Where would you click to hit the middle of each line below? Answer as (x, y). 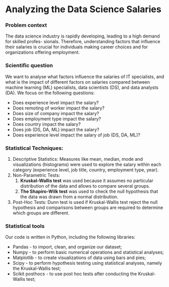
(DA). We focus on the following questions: (50, 93)
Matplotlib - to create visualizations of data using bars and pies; (79, 258)
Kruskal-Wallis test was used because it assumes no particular (87, 181)
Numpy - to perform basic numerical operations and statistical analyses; (88, 253)
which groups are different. (41, 213)
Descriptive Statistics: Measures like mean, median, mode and (78, 159)
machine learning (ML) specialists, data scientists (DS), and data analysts (82, 87)
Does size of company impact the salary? (56, 113)
